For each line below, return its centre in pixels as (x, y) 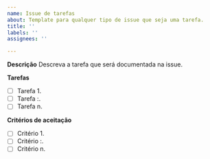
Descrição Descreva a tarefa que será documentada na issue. (95, 64)
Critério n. (31, 149)
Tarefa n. (30, 106)
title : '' (21, 26)
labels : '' (23, 33)
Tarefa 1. (29, 91)
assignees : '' (27, 39)
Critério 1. (31, 134)
